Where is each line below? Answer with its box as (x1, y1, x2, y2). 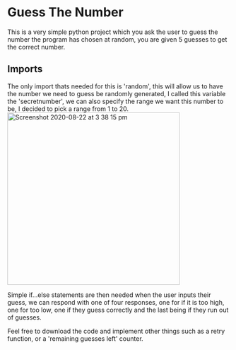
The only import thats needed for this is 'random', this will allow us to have (7, 82, 224, 91)
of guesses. (7, 313, 42, 322)
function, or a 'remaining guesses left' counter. (7, 334, 143, 343)
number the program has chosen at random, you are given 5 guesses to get (7, 35, 228, 43)
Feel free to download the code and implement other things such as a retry (7, 327, 225, 335)
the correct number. (7, 42, 66, 51)
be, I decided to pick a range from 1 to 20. (7, 104, 129, 113)
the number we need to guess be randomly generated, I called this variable (7, 89, 226, 98)
